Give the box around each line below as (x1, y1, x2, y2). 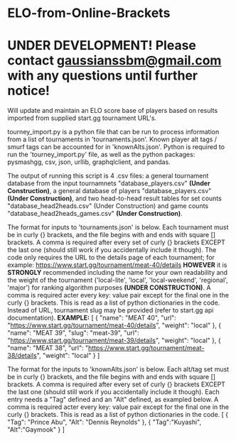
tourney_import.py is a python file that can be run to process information (7, 128, 220, 136)
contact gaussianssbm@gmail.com (7, 53, 222, 69)
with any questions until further (7, 67, 198, 84)
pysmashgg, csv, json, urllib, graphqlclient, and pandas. (7, 158, 171, 166)
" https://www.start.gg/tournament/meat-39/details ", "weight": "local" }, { (7, 336, 222, 345)
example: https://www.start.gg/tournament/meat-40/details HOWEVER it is (7, 261, 227, 269)
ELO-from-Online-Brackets (7, 5, 171, 21)
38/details (7, 352, 37, 360)
